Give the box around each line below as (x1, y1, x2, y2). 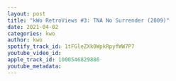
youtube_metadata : (7, 63, 62, 70)
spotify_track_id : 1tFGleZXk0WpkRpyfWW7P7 (7, 43, 135, 50)
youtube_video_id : (7, 50, 62, 57)
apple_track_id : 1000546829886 (7, 56, 100, 63)
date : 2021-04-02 (7, 23, 59, 30)
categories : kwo (7, 30, 55, 37)
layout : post (7, 10, 46, 18)
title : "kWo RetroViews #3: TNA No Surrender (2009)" (7, 17, 170, 24)
